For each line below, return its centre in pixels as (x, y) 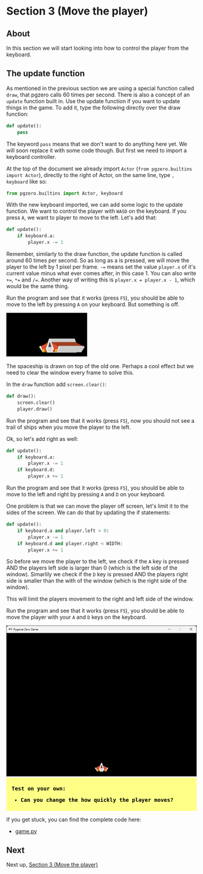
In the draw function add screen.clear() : (56, 385)
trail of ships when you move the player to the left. (69, 427)
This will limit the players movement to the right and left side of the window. (100, 599)
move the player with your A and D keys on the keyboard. (76, 617)
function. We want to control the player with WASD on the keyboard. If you (96, 211)
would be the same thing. (38, 286)
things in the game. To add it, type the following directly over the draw (94, 107)
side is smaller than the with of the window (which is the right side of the (97, 581)
